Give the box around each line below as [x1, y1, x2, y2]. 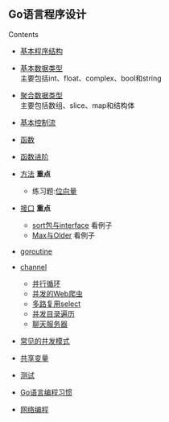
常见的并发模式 [19, 336, 70, 345]
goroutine [19, 246, 52, 256]
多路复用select [31, 299, 81, 308]
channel [19, 262, 47, 271]
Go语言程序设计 [8, 7, 87, 22]
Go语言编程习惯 [19, 387, 72, 397]
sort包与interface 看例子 [31, 220, 113, 230]
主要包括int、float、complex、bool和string [19, 73, 163, 83]
